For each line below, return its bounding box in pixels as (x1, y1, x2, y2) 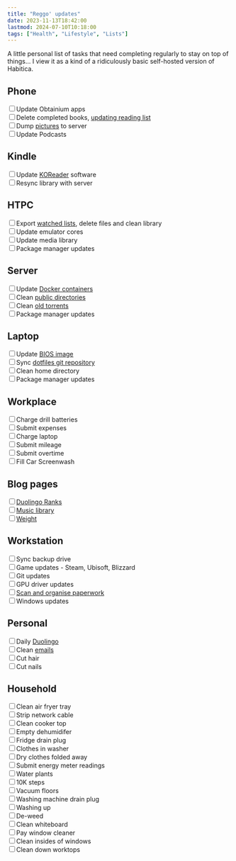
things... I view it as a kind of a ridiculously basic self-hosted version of (7, 57, 215, 66)
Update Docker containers (16, 284, 94, 293)
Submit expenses (16, 424, 67, 432)
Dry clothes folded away (16, 753, 88, 762)
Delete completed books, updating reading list (16, 113, 151, 122)
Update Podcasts (16, 130, 67, 139)
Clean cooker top (16, 719, 67, 728)
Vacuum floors (16, 787, 59, 795)
